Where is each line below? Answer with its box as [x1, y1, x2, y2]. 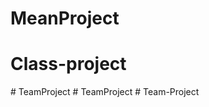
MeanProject [10, 7, 120, 30]
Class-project [10, 53, 127, 76]
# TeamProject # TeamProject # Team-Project [10, 86, 200, 98]
